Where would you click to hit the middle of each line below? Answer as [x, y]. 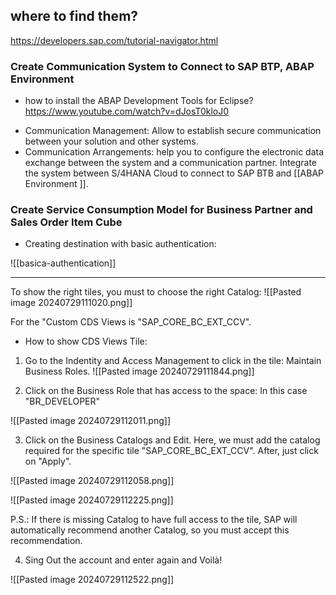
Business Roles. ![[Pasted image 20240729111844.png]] [139, 371]
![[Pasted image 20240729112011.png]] [91, 421]
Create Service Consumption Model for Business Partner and [161, 210]
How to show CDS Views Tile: [86, 341]
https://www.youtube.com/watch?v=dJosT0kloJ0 [127, 111]
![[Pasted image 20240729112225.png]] [92, 500]
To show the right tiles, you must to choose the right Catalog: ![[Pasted [156, 292]
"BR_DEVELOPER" [62, 401]
